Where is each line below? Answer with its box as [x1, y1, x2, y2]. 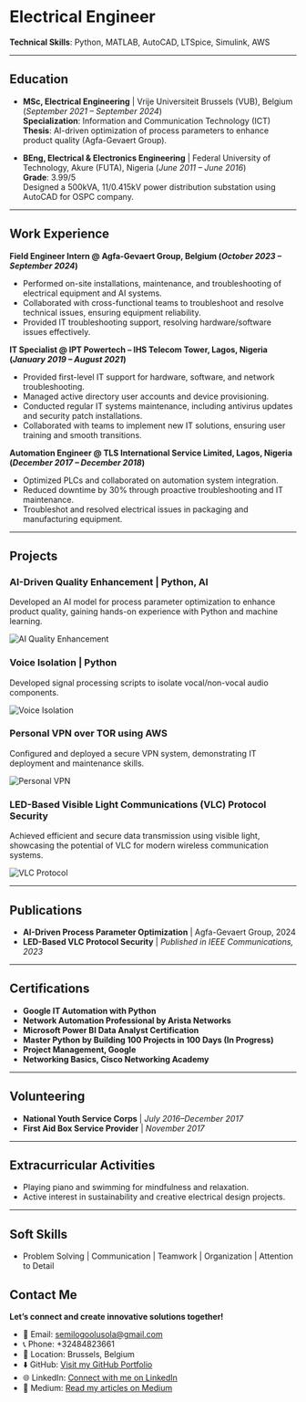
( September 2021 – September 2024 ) [22, 105, 162, 116]
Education [9, 71, 69, 88]
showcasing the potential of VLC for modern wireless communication [9, 840, 269, 851]
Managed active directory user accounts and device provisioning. [22, 391, 270, 402]
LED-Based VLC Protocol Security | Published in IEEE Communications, [22, 936, 294, 947]
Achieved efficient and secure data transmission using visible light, [9, 831, 260, 842]
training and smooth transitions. [22, 429, 143, 440]
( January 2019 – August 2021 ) [9, 353, 127, 364]
